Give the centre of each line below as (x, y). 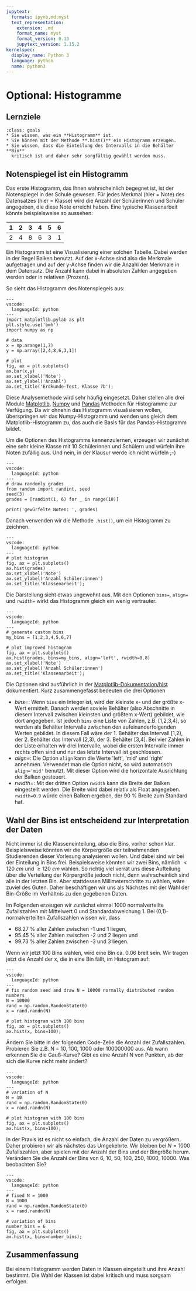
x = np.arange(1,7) (30, 346)
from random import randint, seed (48, 489)
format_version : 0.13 (43, 39)
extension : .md (35, 28)
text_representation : (38, 22)
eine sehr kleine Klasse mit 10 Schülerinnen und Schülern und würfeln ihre (96, 447)
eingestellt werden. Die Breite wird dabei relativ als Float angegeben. (97, 789)
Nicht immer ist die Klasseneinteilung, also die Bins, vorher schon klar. (91, 844)
